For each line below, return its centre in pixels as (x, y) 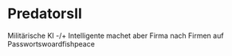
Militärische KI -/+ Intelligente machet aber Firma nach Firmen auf (116, 35)
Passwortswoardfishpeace (51, 43)
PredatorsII (45, 14)
